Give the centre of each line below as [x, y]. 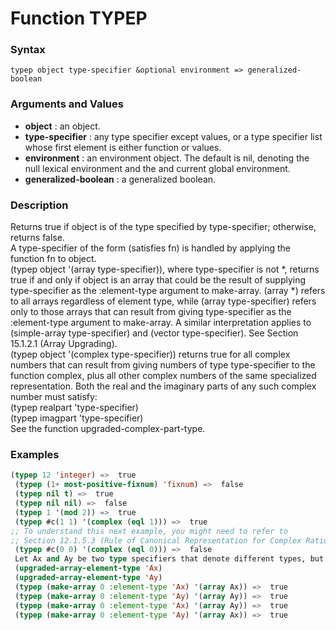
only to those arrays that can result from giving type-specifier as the [151, 312]
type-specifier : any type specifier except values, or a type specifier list [173, 136]
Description [39, 205]
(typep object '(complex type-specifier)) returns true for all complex [150, 354]
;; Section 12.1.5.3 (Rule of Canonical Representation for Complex [156, 540]
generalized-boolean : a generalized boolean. [120, 179]
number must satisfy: [54, 397]
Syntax [28, 50]
